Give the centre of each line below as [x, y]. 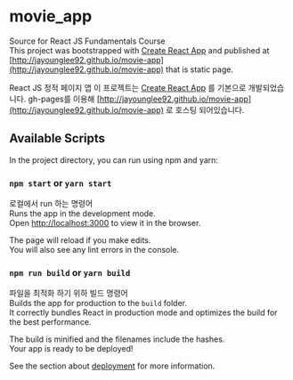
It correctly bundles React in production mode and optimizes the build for [143, 312]
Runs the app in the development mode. [82, 214]
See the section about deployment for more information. [112, 366]
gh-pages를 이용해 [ [64, 99]
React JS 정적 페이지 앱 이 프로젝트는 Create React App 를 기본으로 [128, 87]
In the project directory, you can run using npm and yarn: [114, 160]
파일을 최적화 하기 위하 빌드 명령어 [69, 293]
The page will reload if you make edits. [80, 240]
